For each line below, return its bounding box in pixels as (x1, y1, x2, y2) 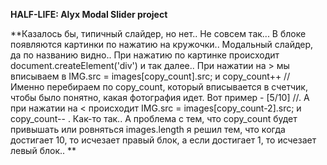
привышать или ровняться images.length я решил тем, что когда (10, 124, 286, 135)
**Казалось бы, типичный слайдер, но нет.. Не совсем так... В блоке (10, 28, 307, 39)
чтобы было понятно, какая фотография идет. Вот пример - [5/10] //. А (10, 92, 310, 103)
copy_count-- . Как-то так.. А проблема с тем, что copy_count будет (10, 113, 298, 124)
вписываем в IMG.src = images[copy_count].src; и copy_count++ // (10, 70, 291, 82)
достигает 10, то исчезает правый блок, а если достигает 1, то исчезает (10, 134, 317, 146)
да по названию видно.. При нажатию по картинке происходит (10, 49, 280, 61)
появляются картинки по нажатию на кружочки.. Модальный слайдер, (10, 39, 314, 50)
